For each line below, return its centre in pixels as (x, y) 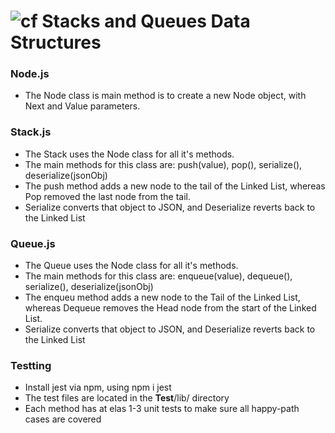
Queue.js (33, 243)
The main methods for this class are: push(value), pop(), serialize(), (163, 164)
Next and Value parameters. (82, 106)
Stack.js (31, 132)
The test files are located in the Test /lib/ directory (127, 398)
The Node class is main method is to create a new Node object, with (165, 96)
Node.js (30, 74)
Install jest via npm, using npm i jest (98, 387)
